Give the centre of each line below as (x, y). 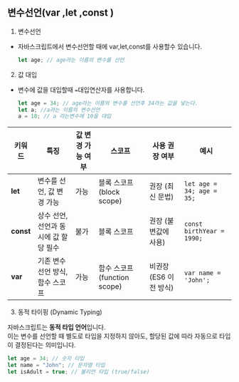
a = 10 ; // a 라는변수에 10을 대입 (64, 116)
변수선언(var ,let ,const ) (60, 13)
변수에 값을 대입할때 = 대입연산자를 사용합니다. (81, 89)
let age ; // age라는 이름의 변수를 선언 (71, 60)
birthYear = (204, 231)
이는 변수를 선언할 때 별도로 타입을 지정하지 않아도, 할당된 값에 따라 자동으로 (113, 336)
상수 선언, (53, 216)
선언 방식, (53, 272)
